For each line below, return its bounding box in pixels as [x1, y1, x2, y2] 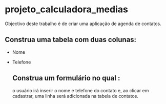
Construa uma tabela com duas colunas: [5, 35, 137, 44]
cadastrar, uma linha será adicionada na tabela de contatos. [12, 93, 139, 99]
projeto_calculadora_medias [5, 4, 129, 15]
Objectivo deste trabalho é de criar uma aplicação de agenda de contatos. [5, 20, 162, 27]
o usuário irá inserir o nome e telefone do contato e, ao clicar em [12, 87, 149, 93]
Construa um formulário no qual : [12, 74, 120, 82]
